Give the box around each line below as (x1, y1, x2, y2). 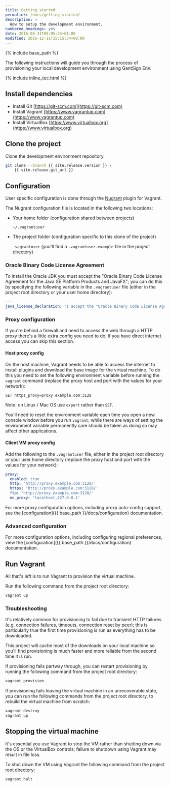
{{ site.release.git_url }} (14, 167, 73, 173)
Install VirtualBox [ (12, 119, 51, 125)
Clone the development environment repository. (5, 153, 105, 159)
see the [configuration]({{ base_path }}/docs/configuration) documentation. (5, 510, 163, 516)
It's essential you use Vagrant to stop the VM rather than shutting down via (5, 741, 161, 747)
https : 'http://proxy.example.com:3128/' (10, 486, 99, 491)
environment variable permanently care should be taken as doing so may (5, 423, 157, 429)
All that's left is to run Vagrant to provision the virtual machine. (5, 573, 135, 579)
